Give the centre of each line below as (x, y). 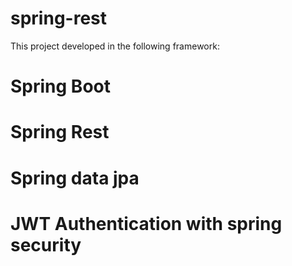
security (46, 244)
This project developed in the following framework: (115, 46)
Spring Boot (60, 86)
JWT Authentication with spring (146, 223)
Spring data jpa (75, 178)
